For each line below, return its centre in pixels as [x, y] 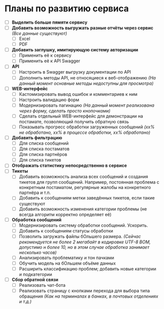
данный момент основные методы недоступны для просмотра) [86, 83]
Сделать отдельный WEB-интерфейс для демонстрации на [81, 116]
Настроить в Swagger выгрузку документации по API [75, 72]
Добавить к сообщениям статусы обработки [66, 231]
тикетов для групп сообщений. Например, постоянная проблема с [89, 182]
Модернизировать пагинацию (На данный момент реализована [87, 105]
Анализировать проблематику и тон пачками [67, 258]
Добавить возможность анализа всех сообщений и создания [83, 177]
